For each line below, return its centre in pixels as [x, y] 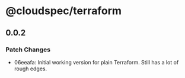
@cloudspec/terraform [64, 11]
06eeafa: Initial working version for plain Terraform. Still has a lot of [96, 62]
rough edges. [31, 69]
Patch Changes [28, 50]
